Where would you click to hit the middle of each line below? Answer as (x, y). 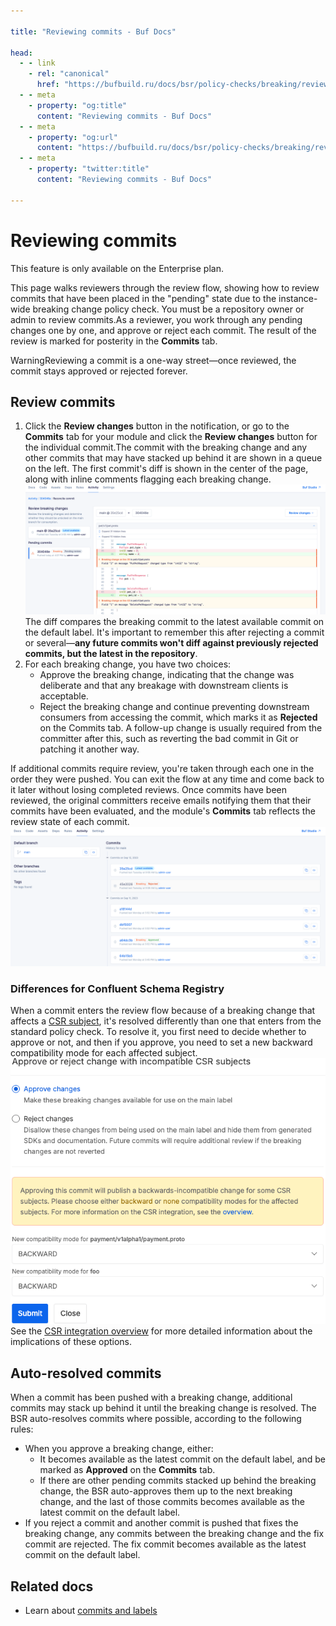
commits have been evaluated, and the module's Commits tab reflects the (163, 811)
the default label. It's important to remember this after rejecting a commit (174, 632)
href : (48, 85)
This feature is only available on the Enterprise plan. (117, 268)
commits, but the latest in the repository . (111, 653)
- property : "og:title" (78, 105)
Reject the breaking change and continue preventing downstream (174, 706)
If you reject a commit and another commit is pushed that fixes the (161, 1523)
